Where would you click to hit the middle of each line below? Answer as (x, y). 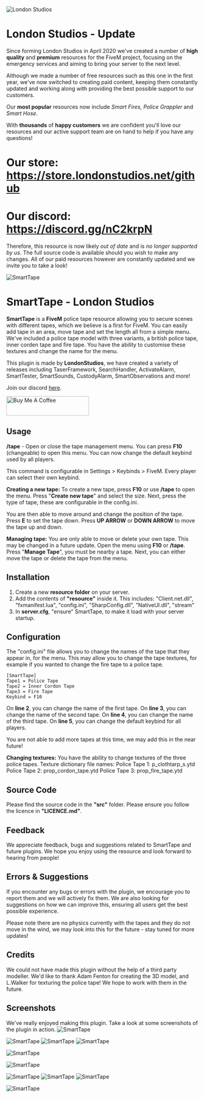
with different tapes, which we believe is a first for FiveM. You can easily (97, 325)
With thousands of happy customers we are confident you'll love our (94, 125)
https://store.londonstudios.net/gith (101, 176)
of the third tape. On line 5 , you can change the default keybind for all (94, 721)
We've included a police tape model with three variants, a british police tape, (102, 338)
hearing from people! (33, 858)
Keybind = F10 (24, 697)
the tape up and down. (35, 527)
